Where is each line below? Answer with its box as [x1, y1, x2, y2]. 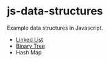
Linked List [15, 36, 43, 43]
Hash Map [15, 48, 42, 56]
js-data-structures [7, 4, 104, 18]
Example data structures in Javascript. [7, 24, 104, 31]
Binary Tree [15, 42, 45, 50]
